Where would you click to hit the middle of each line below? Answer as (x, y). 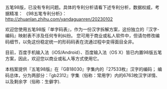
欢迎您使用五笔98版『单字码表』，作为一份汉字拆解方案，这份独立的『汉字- (82, 29)
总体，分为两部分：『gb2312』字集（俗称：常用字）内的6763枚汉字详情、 (85, 75)
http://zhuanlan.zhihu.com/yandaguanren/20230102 (59, 19)
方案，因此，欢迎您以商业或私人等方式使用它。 (53, 58)
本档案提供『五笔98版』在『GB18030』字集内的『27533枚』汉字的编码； (81, 69)
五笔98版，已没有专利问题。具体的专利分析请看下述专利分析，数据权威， (80, 7)
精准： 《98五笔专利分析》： (38, 13)
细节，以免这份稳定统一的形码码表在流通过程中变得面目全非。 (73, 42)
